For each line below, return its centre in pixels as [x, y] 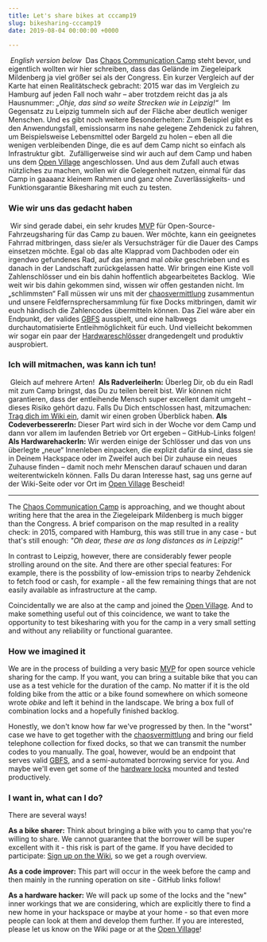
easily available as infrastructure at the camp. [83, 590]
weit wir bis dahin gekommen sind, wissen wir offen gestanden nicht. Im [126, 285]
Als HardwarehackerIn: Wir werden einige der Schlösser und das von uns [130, 441]
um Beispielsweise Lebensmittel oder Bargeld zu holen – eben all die [120, 137]
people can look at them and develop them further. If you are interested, [126, 920]
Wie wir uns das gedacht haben [70, 208]
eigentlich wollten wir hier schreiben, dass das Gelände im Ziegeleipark [125, 69]
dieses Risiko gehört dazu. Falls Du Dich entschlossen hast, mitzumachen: [130, 407]
